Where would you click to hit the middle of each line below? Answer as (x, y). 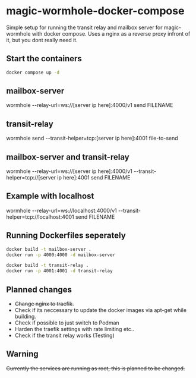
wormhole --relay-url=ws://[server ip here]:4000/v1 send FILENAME (90, 105)
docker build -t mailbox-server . (49, 249)
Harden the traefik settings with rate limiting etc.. (75, 329)
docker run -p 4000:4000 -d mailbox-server (61, 255)
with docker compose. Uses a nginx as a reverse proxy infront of (111, 33)
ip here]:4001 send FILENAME (94, 178)
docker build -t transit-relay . (48, 266)
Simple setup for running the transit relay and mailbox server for (84, 27)
